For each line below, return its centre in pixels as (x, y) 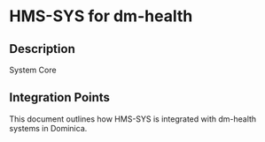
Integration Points (60, 97)
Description (42, 49)
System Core (33, 70)
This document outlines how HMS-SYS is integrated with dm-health (133, 119)
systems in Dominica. (48, 128)
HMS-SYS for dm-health (101, 16)
